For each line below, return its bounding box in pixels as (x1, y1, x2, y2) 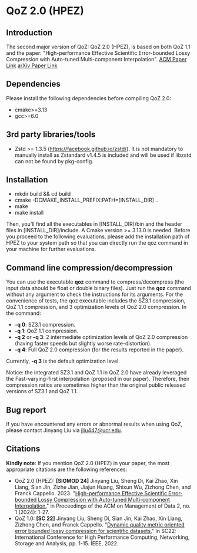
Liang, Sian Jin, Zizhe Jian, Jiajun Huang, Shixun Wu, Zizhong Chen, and (14, 483, 191, 491)
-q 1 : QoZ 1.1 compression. (14, 327, 78, 334)
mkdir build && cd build (14, 190, 71, 197)
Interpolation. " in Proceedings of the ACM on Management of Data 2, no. (14, 502, 191, 509)
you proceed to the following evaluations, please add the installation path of (6, 233, 190, 240)
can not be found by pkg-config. (14, 157, 94, 164)
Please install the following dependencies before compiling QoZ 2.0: (6, 94, 172, 101)
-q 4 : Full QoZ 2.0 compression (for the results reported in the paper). (14, 346, 184, 353)
